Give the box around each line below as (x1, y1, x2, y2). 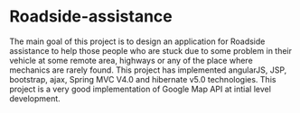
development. (9, 92, 61, 104)
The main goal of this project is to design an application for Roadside (9, 36, 266, 47)
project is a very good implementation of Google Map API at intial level (9, 83, 271, 94)
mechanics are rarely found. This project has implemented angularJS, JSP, (9, 65, 287, 75)
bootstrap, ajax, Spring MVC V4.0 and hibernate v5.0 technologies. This (9, 74, 277, 84)
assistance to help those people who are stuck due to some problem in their (9, 45, 292, 56)
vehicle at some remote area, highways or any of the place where (9, 55, 253, 65)
